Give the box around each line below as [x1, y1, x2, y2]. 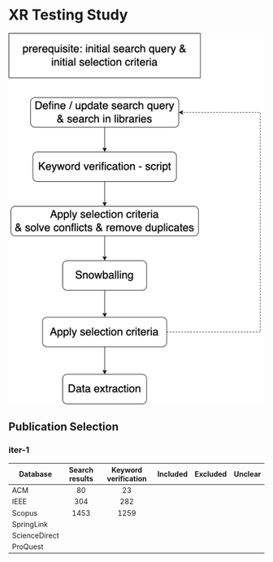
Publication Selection [8, 420, 119, 434]
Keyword [110, 465, 143, 474]
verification [106, 473, 148, 483]
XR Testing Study [8, 6, 128, 24]
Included [157, 469, 188, 479]
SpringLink [11, 519, 49, 529]
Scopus [11, 508, 38, 517]
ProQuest [11, 542, 44, 551]
